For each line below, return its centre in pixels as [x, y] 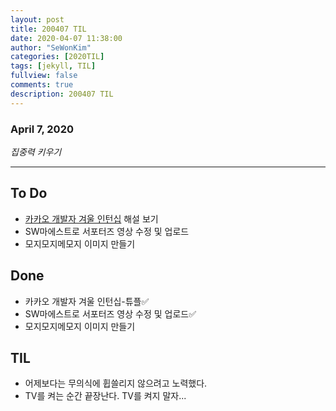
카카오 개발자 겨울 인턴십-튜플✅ [87, 301]
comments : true [42, 85]
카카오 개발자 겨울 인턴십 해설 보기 [91, 218]
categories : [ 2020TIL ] [57, 57]
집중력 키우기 [36, 152]
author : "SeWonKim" [51, 47]
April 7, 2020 [42, 129]
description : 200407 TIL [62, 94]
